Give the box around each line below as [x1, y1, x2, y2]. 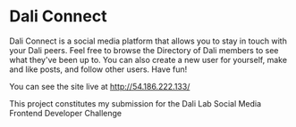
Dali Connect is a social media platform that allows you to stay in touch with [9, 36, 288, 46]
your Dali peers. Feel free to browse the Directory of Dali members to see [9, 44, 279, 55]
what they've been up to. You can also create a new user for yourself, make [9, 54, 288, 65]
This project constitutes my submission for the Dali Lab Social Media [9, 98, 262, 108]
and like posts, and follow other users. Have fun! [9, 64, 188, 75]
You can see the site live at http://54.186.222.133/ [9, 81, 190, 91]
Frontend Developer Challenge [9, 107, 123, 118]
